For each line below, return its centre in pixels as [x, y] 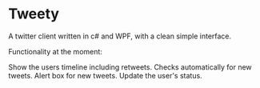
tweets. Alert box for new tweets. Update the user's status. [105, 75]
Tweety [34, 14]
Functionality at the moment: [55, 51]
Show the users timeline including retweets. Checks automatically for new [130, 67]
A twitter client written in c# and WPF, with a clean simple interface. [120, 36]
